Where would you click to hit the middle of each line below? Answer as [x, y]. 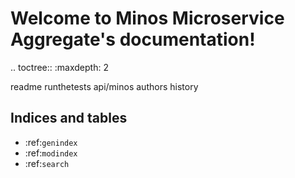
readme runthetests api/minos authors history [104, 86]
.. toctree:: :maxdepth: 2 [59, 67]
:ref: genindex [51, 142]
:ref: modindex [51, 153]
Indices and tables [69, 118]
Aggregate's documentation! [133, 39]
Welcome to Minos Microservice [147, 18]
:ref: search [47, 163]
